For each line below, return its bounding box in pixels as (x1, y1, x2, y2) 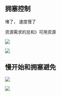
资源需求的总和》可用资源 (5, 29, 56, 35)
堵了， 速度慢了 (5, 19, 36, 24)
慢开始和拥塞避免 (5, 63, 56, 72)
